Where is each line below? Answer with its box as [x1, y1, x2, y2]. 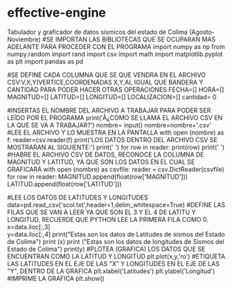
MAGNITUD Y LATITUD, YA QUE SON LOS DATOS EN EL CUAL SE [7, 157, 195, 166]
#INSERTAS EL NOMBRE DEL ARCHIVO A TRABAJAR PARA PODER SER [7, 106, 211, 114]
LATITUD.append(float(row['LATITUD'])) [7, 179, 123, 188]
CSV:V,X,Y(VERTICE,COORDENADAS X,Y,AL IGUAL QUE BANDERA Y [7, 78, 204, 86]
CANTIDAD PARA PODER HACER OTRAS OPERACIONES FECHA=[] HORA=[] [7, 85, 224, 94]
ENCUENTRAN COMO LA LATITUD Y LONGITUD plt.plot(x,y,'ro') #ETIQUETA [7, 252, 226, 261]
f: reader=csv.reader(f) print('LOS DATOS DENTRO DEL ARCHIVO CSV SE [7, 135, 218, 143]
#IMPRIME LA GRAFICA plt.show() [7, 274, 105, 282]
